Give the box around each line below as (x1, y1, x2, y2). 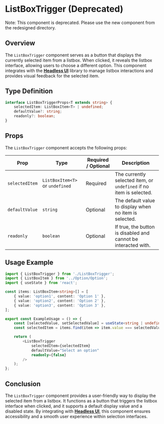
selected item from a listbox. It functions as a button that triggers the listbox (5, 398, 158, 403)
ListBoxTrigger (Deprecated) (5, 3, 123, 15)
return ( (14, 334, 32, 339)
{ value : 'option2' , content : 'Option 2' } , (14, 298, 106, 303)
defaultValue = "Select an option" (31, 348, 99, 353)
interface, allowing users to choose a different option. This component (5, 62, 146, 68)
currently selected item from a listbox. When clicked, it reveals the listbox (5, 57, 152, 63)
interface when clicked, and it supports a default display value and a (5, 403, 143, 409)
